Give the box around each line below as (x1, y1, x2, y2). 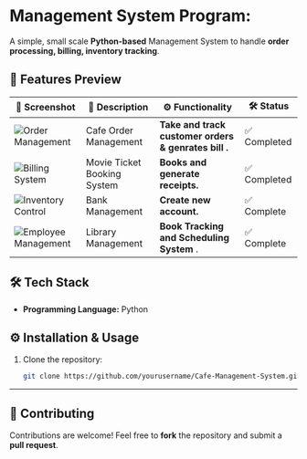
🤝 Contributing (9, 405, 95, 421)
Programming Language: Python (22, 303, 149, 315)
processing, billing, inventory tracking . (9, 45, 160, 56)
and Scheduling (159, 231, 230, 244)
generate (159, 167, 200, 180)
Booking (85, 167, 122, 180)
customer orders (159, 130, 235, 142)
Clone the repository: (22, 354, 103, 365)
